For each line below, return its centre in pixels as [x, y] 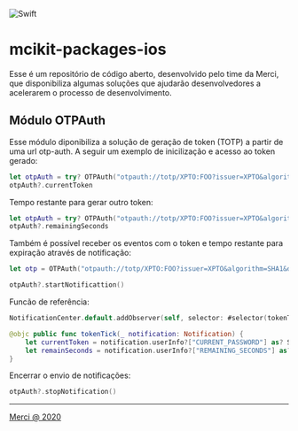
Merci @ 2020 [35, 417]
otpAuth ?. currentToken [51, 185]
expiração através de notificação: [70, 253]
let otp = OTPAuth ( [45, 269]
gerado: [24, 160]
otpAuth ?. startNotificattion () [67, 285]
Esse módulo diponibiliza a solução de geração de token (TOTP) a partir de [146, 142]
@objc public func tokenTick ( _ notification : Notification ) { [126, 334]
